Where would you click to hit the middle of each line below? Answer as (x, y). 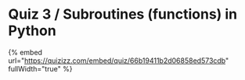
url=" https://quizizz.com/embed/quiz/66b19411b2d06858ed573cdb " (119, 61)
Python (32, 31)
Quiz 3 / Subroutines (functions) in (123, 14)
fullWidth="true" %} (40, 68)
